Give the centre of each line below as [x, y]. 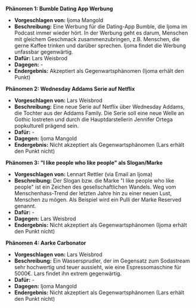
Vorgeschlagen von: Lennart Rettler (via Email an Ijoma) [83, 174]
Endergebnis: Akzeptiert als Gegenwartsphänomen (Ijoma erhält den [99, 71]
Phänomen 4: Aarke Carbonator [46, 243]
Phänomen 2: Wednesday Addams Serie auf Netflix [70, 89]
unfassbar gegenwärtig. [43, 52]
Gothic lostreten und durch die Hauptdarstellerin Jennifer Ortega [94, 119]
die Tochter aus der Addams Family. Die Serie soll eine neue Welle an [99, 113]
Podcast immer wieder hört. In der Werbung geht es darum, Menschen [101, 33]
